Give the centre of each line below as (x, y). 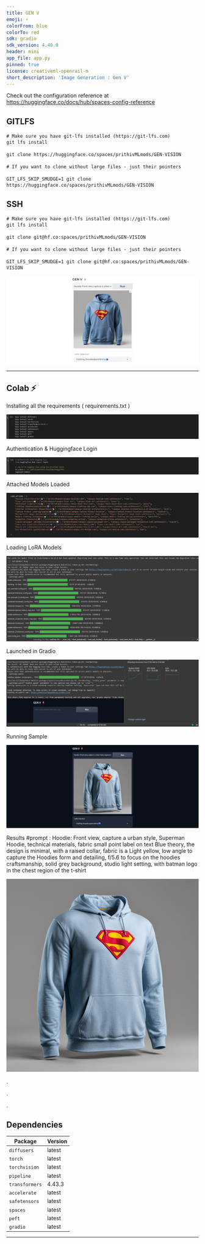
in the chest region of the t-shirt (46, 871)
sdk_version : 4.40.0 (33, 45)
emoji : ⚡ (17, 19)
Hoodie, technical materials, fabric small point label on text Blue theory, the (101, 844)
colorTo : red (23, 32)
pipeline (20, 1176)
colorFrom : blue (27, 26)
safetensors (24, 1202)
